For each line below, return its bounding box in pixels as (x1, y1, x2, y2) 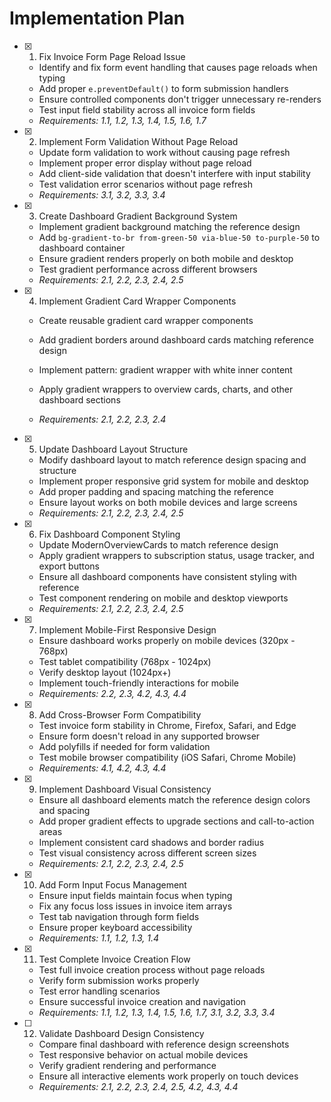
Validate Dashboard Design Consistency (38, 1027, 205, 1039)
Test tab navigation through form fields (38, 910, 200, 922)
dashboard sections (38, 393, 121, 406)
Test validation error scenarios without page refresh (38, 178, 253, 190)
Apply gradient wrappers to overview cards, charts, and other (38, 383, 294, 395)
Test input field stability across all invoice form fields (38, 103, 256, 116)
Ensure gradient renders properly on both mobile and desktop (38, 252, 294, 264)
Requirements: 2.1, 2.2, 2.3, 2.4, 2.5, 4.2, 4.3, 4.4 (38, 1080, 239, 1092)
